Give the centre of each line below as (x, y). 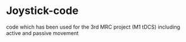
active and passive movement (43, 33)
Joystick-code (42, 11)
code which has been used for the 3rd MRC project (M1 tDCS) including (93, 27)
